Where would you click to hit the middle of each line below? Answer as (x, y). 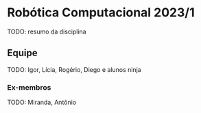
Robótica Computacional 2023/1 (101, 13)
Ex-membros (29, 87)
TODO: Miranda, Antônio (42, 102)
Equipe (22, 53)
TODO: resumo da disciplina (47, 32)
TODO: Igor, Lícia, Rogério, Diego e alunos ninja (74, 69)
